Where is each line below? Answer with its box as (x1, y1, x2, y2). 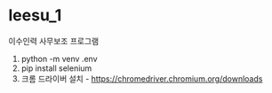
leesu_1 (8, 5, 62, 26)
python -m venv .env (20, 53, 99, 64)
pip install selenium (20, 63, 92, 74)
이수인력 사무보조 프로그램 (8, 35, 100, 46)
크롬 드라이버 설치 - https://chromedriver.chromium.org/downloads (20, 73, 263, 84)
